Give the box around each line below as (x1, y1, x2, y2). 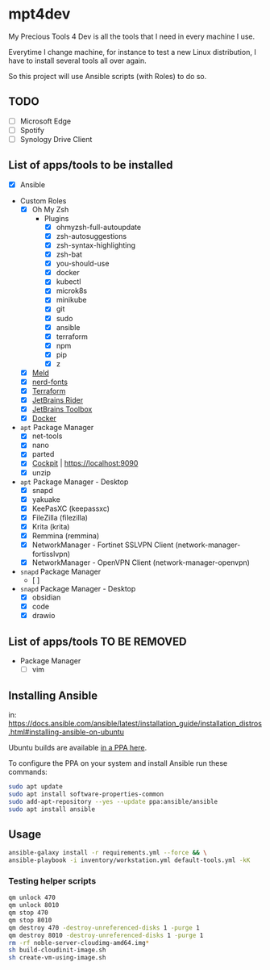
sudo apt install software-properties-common (8, 790, 164, 798)
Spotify (19, 125, 44, 135)
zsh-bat (56, 249, 83, 259)
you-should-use (56, 259, 110, 269)
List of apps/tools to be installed (8, 158, 173, 172)
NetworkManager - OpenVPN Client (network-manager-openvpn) (31, 558, 250, 567)
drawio (31, 611, 56, 621)
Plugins (44, 213, 69, 223)
